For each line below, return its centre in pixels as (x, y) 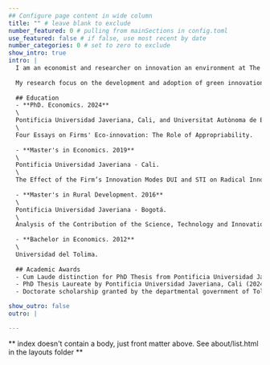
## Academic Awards (48, 270)
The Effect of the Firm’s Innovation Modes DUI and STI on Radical (131, 180)
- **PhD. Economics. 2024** (63, 105)
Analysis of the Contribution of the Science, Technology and (122, 225)
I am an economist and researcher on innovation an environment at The (138, 68)
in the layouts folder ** (46, 352)
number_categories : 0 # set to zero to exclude (90, 46)
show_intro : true (37, 53)
